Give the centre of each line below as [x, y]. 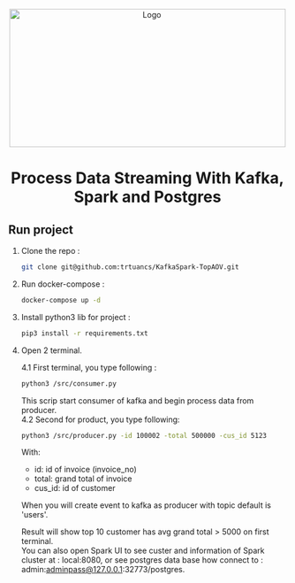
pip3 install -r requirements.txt [84, 333]
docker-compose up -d [61, 300]
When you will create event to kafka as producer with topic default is [146, 505]
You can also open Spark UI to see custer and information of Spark [143, 551]
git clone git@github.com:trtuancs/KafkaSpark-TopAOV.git [130, 267]
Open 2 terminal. [52, 350]
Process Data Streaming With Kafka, [147, 178]
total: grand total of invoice [83, 479]
